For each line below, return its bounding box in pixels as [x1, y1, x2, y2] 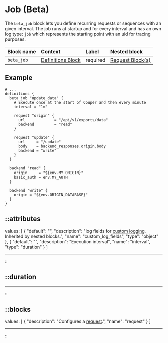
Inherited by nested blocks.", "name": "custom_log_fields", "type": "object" [5, 233, 159, 239]
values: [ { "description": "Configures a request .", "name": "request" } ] [5, 318, 151, 324]
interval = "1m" [14, 104, 48, 109]
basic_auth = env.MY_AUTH [14, 175, 68, 180]
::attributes [5, 215, 41, 223]
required [85, 56, 106, 63]
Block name [7, 48, 36, 55]
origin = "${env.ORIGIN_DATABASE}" [14, 192, 88, 197]
